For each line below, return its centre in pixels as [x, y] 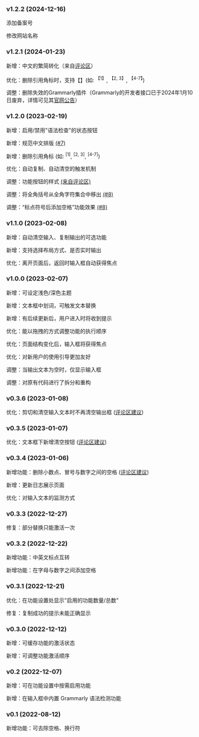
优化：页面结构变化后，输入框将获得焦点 [56, 344]
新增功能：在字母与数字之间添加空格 [51, 570]
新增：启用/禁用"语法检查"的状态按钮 [52, 130]
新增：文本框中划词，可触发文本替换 [51, 305]
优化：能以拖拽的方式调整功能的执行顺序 [56, 331]
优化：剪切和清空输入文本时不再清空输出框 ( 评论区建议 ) [75, 413]
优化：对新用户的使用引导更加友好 [49, 356]
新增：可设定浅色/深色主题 [39, 293]
